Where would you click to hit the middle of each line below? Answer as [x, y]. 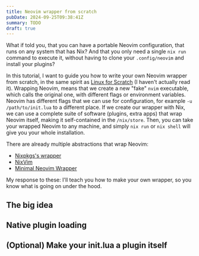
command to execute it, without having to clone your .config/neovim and [95, 58]
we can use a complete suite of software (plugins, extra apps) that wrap [94, 114]
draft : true [21, 28]
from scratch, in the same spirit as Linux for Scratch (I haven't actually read [98, 82]
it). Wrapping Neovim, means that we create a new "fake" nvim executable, [97, 88]
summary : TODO [24, 23]
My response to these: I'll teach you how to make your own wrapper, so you [99, 180]
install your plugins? [31, 64]
